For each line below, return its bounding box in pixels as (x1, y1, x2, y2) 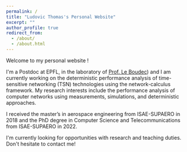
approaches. (6, 99, 37, 106)
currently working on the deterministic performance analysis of (6, 74, 158, 82)
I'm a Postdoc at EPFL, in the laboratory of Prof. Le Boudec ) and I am (6, 68, 171, 75)
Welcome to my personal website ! (6, 56, 89, 64)
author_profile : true (6, 24, 59, 31)
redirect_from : (6, 30, 43, 36)
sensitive (6, 80, 28, 87)
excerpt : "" (6, 19, 35, 25)
